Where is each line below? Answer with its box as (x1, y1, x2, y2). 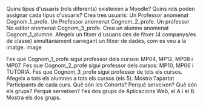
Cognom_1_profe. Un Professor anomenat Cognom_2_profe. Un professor (6, 18, 190, 25)
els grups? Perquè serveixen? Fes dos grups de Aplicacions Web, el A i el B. (6, 88, 196, 94)
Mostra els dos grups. (6, 94, 61, 101)
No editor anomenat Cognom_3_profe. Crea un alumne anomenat (6, 24, 169, 31)
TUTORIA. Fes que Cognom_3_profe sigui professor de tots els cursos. (6, 68, 183, 75)
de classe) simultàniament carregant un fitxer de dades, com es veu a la (6, 37, 187, 44)
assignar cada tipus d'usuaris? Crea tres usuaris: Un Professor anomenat (6, 11, 189, 19)
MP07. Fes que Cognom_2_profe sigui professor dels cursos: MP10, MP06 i (6, 62, 194, 69)
